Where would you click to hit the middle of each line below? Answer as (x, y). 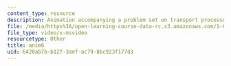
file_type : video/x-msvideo (47, 33)
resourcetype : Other (37, 39)
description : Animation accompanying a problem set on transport (102, 20)
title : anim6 (26, 45)
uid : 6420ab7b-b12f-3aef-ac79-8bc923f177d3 (70, 52)
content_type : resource (41, 13)
